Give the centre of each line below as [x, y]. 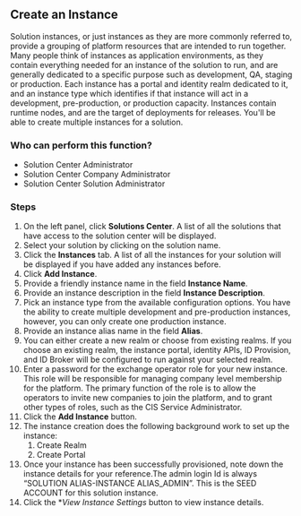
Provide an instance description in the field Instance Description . [144, 293]
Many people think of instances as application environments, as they [137, 55]
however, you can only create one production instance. [125, 322]
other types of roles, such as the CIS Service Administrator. [133, 408]
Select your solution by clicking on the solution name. [122, 245]
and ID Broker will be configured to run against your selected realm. [148, 360]
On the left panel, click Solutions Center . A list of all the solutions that [152, 227]
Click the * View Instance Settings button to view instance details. [143, 503]
